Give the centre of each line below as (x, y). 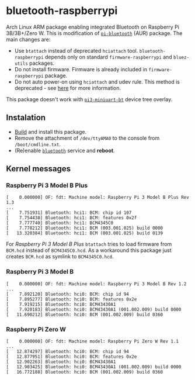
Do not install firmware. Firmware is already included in (81, 69)
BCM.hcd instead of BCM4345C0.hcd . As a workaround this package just (89, 250)
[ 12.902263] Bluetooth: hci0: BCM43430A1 (61, 362)
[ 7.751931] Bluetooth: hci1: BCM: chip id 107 (69, 213)
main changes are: (28, 39)
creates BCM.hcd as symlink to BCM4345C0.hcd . (60, 257)
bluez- (181, 57)
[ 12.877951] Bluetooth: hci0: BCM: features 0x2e (72, 357)
